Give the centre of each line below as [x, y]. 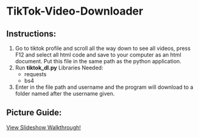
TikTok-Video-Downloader [75, 11]
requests [35, 74]
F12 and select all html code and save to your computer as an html [98, 55]
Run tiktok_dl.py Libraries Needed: [59, 68]
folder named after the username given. [65, 93]
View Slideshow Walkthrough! [44, 127]
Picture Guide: [34, 113]
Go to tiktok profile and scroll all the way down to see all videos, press [103, 48]
